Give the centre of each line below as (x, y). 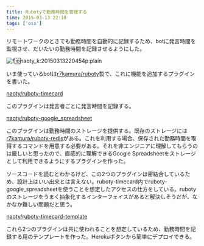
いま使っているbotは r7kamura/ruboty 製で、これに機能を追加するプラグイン (101, 74)
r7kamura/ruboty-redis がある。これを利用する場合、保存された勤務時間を (99, 138)
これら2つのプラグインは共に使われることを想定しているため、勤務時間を (98, 229)
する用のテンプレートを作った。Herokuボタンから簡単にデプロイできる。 (103, 237)
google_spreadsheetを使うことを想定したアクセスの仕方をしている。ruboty (101, 190)
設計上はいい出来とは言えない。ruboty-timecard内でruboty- (92, 182)
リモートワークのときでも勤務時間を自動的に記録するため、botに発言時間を (101, 41)
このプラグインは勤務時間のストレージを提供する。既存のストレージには (97, 131)
